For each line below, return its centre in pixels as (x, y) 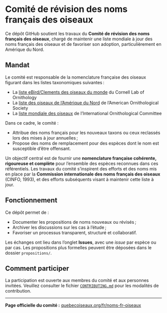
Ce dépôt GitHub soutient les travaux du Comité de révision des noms (78, 33)
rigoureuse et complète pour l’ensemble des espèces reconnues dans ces (82, 163)
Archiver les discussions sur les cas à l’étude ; (59, 227)
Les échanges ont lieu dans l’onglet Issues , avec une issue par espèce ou (81, 242)
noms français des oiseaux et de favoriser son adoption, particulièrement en (83, 44)
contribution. (18, 291)
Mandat (17, 65)
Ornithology (25, 97)
